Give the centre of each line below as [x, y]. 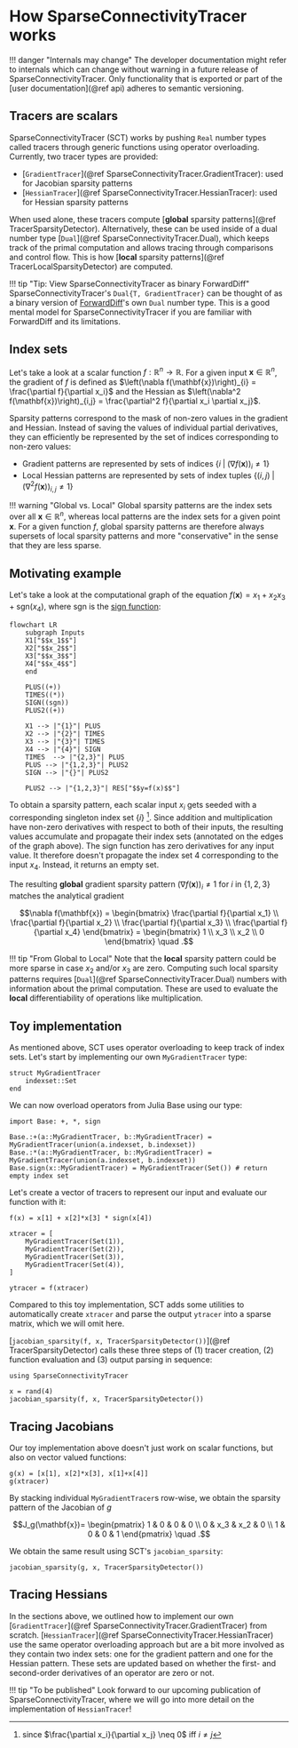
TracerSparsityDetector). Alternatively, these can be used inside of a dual [143, 228]
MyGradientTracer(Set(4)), [75, 1265]
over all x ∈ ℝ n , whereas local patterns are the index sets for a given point [145, 515]
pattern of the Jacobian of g [61, 1507]
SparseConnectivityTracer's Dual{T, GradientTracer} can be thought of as [146, 293]
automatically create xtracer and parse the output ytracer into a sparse [141, 1314]
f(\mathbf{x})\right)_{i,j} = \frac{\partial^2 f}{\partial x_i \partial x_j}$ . [135, 401]
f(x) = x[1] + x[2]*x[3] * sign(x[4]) [81, 1218]
